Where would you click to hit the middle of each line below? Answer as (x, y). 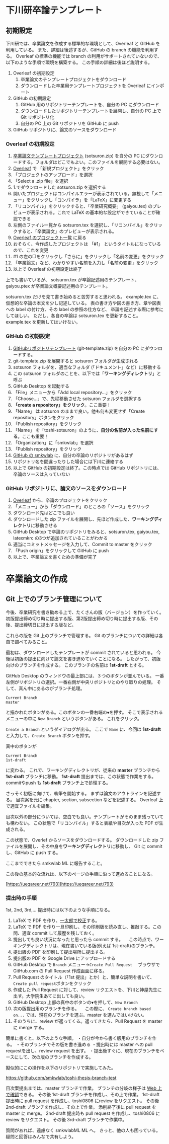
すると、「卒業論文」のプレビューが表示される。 (67, 232)
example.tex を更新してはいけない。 (43, 322)
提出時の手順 (21, 898)
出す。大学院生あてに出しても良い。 (50, 996)
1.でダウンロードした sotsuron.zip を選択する (59, 187)
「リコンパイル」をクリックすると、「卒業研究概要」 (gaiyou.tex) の (83, 206)
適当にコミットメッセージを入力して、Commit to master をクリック (82, 544)
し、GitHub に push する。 (33, 852)
